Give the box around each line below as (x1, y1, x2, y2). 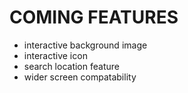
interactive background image (23, 39, 148, 51)
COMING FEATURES (9, 6, 179, 29)
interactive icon (23, 49, 88, 61)
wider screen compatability (23, 71, 137, 83)
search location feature (23, 60, 120, 72)
